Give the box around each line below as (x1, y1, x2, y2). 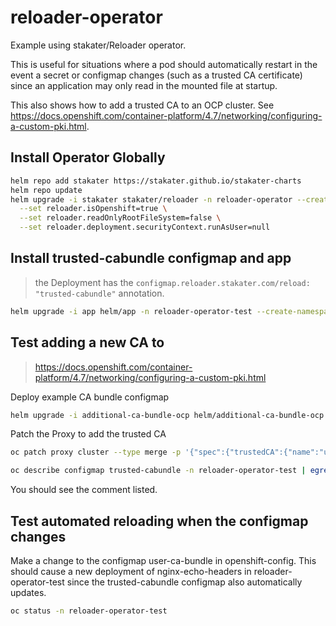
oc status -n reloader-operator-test (10, 606, 168, 616)
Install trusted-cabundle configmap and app (10, 250, 292, 267)
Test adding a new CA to (10, 334, 165, 351)
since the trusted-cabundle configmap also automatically (66, 576, 303, 588)
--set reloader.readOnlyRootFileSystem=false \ (19, 213, 222, 223)
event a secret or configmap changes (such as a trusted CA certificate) (10, 69, 303, 81)
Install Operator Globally (10, 149, 166, 166)
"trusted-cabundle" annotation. (34, 287, 165, 299)
